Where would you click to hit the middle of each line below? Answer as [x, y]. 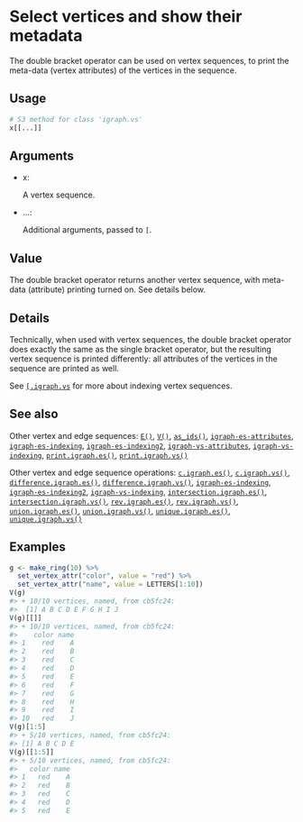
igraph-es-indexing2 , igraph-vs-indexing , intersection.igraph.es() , [138, 491]
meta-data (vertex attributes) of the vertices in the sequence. [123, 70]
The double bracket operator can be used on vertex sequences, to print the [150, 60]
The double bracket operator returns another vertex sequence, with [135, 280]
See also [34, 414]
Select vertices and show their [126, 17]
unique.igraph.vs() [46, 519]
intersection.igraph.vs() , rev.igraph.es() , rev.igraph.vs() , [124, 501]
